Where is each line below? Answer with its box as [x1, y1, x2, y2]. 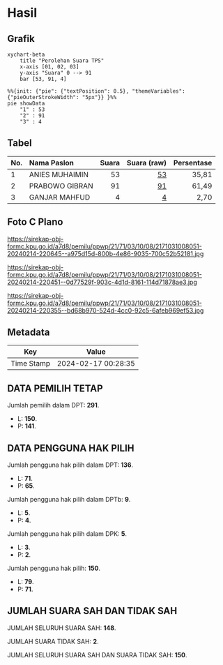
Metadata [7, 327, 50, 338]
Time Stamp [10, 359, 51, 368]
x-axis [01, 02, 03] [20, 63, 79, 70]
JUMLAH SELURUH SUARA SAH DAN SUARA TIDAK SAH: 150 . [7, 650, 187, 659]
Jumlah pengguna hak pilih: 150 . [7, 564, 101, 573]
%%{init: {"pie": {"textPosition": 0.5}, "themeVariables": [7, 88, 186, 95]
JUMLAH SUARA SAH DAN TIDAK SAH [7, 605, 178, 617]
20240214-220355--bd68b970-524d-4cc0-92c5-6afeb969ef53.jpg [7, 306, 204, 315]
